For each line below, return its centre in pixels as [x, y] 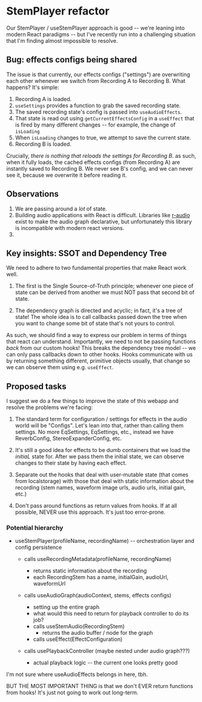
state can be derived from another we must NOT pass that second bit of [105, 292]
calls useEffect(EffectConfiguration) [78, 639]
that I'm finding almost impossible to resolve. [62, 41]
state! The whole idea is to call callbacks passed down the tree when [101, 317]
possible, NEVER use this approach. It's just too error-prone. [90, 512]
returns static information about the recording [90, 571]
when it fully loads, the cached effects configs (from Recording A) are [93, 162]
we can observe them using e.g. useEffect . [60, 367]
